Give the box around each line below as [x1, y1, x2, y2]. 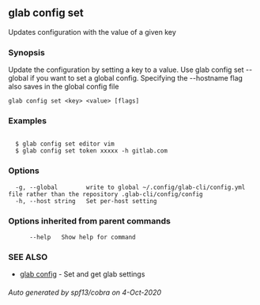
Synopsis [8, 47, 45, 58]
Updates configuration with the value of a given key [8, 27, 176, 36]
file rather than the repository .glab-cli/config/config [8, 190, 203, 198]
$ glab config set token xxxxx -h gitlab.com [15, 147, 168, 155]
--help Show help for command [28, 233, 136, 241]
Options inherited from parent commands [8, 215, 171, 226]
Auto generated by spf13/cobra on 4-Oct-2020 [8, 288, 162, 297]
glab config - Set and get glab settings [19, 269, 145, 279]
